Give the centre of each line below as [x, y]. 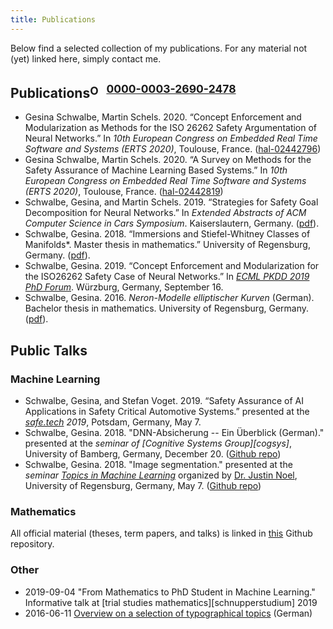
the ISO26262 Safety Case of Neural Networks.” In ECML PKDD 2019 [167, 277]
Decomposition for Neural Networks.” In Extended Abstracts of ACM [165, 213]
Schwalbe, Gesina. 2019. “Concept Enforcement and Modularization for [172, 266]
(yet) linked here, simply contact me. [86, 58]
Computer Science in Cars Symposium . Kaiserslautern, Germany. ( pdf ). [172, 223]
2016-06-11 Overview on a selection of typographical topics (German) [168, 613]
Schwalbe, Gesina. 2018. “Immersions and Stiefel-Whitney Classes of [167, 234]
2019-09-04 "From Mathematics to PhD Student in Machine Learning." [170, 592]
